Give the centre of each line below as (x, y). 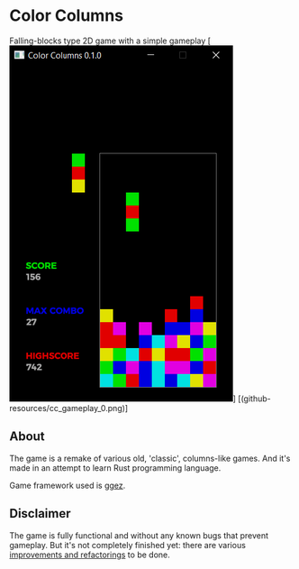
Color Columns (67, 16)
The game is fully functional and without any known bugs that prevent (139, 535)
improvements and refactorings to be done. (90, 555)
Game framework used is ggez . (68, 485)
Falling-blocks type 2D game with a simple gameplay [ (110, 41)
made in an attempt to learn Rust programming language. (115, 468)
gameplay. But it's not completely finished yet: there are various (127, 545)
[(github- (255, 399)
